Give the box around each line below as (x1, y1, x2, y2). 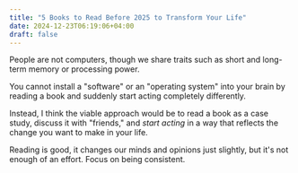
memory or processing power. (28, 64, 140, 74)
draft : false (9, 30, 58, 39)
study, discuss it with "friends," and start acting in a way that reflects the (9, 117, 279, 128)
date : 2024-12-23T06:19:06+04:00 (9, 22, 135, 30)
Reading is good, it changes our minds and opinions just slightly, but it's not (9, 144, 289, 155)
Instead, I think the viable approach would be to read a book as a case (9, 108, 269, 119)
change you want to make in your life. (9, 127, 148, 138)
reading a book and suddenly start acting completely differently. (9, 91, 247, 101)
